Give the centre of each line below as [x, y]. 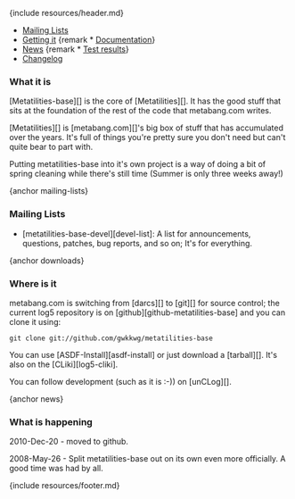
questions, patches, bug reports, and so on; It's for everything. [137, 243]
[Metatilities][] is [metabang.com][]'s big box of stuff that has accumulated [146, 128]
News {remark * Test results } [75, 49]
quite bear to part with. [51, 147]
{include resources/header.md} [67, 13]
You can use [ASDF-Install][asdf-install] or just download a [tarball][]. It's [143, 354]
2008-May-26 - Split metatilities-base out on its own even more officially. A [147, 459]
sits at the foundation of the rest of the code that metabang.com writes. [140, 111]
